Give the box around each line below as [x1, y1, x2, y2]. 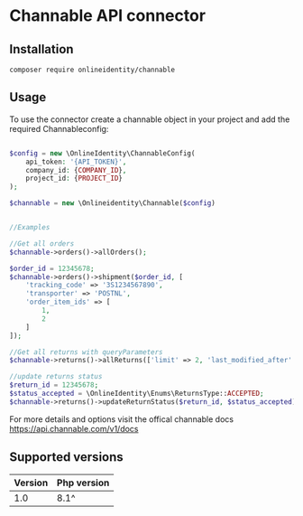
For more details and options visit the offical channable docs [9, 413, 234, 425]
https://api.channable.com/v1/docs [9, 423, 139, 434]
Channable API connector [9, 5, 206, 26]
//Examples [9, 223, 50, 232]
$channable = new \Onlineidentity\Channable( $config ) [9, 199, 216, 208]
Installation [9, 42, 74, 57]
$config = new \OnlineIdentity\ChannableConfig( [9, 148, 196, 158]
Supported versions [9, 449, 124, 465]
